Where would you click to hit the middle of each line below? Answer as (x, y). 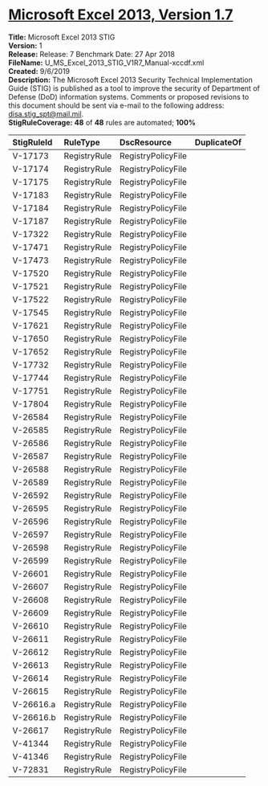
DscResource (146, 142)
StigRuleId (32, 142)
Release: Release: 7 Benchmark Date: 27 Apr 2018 (91, 54)
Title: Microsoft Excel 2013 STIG (62, 37)
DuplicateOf (218, 142)
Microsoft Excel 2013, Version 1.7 (121, 15)
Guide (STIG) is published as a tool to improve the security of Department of (134, 88)
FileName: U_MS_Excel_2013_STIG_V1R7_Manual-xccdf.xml (106, 63)
